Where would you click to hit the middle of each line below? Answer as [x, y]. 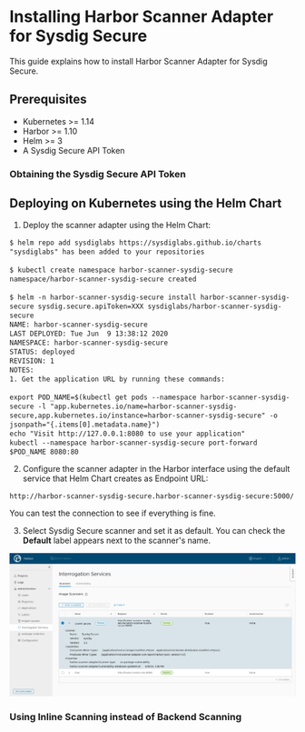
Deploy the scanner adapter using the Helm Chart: [117, 226]
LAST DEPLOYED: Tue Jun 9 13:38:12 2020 [89, 334]
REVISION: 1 [32, 361]
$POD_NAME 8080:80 [44, 452]
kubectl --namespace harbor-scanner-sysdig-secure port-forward [133, 443]
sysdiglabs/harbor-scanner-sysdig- [215, 306]
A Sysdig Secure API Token [74, 150]
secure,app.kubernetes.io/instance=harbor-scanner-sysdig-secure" [138, 416]
